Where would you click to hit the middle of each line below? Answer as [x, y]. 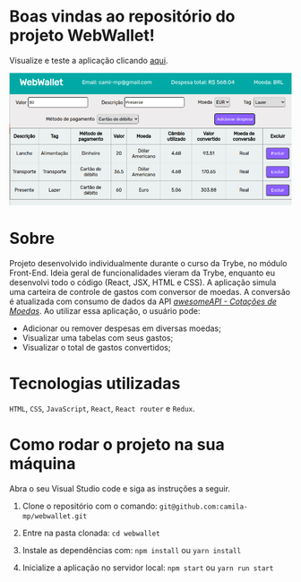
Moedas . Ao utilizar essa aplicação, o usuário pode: [105, 310]
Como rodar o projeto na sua [117, 444]
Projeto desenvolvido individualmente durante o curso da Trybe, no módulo [148, 263]
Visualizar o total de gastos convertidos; [96, 347]
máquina [43, 463]
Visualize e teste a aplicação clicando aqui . [89, 60]
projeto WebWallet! [82, 35]
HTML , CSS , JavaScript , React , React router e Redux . [102, 408]
